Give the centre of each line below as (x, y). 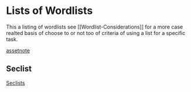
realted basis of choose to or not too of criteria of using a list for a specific (96, 33)
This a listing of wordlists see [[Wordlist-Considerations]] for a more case (95, 27)
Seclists (16, 83)
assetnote (18, 50)
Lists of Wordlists (50, 11)
